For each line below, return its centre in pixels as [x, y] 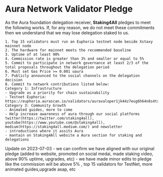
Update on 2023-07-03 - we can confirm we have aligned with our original [80, 148]
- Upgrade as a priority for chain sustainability [57, 93]
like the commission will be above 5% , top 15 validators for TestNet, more [79, 164]
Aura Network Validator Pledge [69, 9]
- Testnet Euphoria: [26, 97]
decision [14, 80]
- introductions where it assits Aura [44, 131]
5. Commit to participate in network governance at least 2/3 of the [77, 63]
